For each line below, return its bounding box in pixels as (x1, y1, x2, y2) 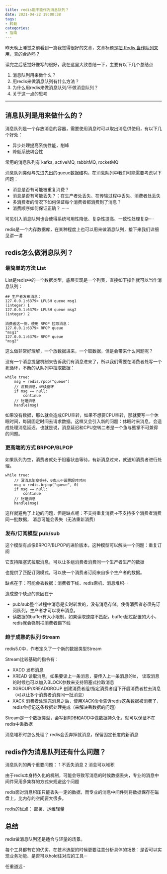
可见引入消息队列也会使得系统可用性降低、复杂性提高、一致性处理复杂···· (5, 216, 154, 221)
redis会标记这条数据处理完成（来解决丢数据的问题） (12, 704, 119, 710)
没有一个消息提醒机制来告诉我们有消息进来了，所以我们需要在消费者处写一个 (5, 358, 162, 364)
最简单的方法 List (5, 265, 46, 272)
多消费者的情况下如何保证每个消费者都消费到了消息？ (12, 199, 122, 205)
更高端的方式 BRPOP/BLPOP (5, 444, 73, 451)
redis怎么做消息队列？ (5, 248, 74, 257)
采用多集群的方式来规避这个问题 (13, 778, 80, 784)
